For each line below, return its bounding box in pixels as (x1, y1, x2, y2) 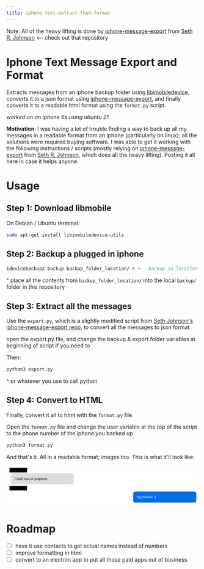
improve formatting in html (15, 549, 82, 556)
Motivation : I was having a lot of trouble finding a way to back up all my (6, 125, 188, 132)
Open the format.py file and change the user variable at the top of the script (6, 423, 197, 430)
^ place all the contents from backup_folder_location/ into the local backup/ (6, 277, 197, 284)
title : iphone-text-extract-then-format (6, 10, 111, 16)
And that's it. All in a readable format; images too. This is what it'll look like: (6, 453, 195, 460)
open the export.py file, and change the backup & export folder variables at (6, 335, 195, 342)
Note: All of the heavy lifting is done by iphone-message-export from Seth (6, 27, 193, 35)
